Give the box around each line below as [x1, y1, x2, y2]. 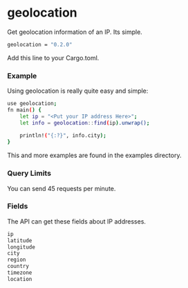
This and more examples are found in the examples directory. [7, 151, 182, 160]
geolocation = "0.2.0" [7, 41, 73, 48]
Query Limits [7, 168, 52, 178]
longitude [7, 244, 36, 251]
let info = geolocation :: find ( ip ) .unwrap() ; [19, 119, 150, 126]
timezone [7, 269, 32, 276]
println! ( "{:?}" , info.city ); [19, 132, 107, 139]
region [7, 256, 26, 264]
